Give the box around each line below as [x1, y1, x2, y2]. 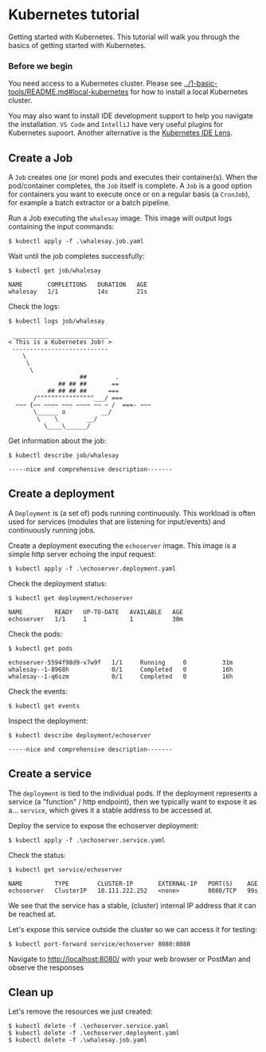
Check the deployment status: [8, 578, 108, 588]
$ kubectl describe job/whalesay [8, 451, 119, 460]
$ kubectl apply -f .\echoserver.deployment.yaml [8, 565, 177, 573]
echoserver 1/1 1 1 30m [8, 615, 183, 623]
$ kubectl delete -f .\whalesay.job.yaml [8, 1036, 148, 1044]
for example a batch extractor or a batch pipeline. [8, 198, 171, 208]
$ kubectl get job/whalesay [8, 267, 102, 275]
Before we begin [8, 60, 73, 71]
